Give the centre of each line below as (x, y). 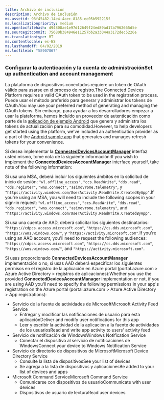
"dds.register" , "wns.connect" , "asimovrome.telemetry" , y (64, 187)
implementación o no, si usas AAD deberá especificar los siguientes (74, 263)
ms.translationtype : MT (29, 37)
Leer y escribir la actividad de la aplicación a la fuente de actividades (89, 325)
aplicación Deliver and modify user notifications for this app (79, 320)
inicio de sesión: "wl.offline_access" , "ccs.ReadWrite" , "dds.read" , (73, 181)
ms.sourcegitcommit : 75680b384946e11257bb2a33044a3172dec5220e (71, 32)
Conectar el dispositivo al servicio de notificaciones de (75, 340)
